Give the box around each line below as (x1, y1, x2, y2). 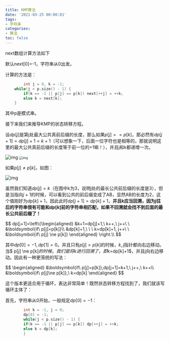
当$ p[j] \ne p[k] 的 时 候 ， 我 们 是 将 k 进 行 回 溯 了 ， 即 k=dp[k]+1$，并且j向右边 (5, 248, 159, 254)
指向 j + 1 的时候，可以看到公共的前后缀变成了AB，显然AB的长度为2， (14, 191, 157, 198)
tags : (5, 17, 17, 22)
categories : (5, 26, 30, 31)
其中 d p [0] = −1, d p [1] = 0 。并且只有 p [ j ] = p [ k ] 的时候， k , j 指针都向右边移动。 (5, 242, 164, 248)
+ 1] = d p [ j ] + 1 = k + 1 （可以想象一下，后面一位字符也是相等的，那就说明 (5, 138, 157, 144)
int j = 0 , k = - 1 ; (23, 81, 65, 86)
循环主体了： (5, 286, 32, 293)
